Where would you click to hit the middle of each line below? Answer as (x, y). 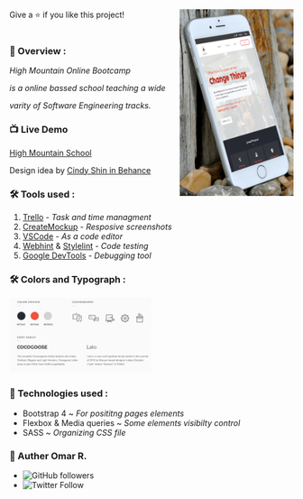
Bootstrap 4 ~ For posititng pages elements (103, 413)
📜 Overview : (38, 51)
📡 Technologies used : (59, 393)
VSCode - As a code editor (73, 236)
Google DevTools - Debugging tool (87, 255)
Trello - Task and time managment (87, 217)
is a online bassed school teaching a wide (87, 88)
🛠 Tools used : (42, 194)
